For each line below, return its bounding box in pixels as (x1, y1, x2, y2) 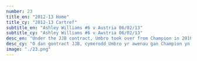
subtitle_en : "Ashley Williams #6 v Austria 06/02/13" (6, 24, 143, 31)
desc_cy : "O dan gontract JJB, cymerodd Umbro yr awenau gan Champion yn (6, 41, 191, 47)
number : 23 (6, 8, 33, 15)
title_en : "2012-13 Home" (6, 14, 69, 20)
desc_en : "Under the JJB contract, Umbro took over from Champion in (6, 35, 180, 41)
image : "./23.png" (6, 46, 51, 52)
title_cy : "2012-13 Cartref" (6, 19, 77, 25)
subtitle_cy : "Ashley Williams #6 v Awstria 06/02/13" (6, 30, 143, 36)
